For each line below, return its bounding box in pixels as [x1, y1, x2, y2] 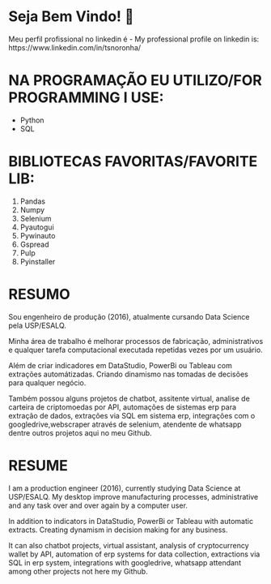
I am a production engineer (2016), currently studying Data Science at [8, 483, 241, 493]
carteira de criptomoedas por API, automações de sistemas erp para [8, 401, 237, 412]
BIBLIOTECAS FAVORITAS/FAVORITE [8, 152, 258, 171]
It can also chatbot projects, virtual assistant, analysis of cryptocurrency [8, 540, 249, 550]
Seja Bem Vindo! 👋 [8, 7, 135, 26]
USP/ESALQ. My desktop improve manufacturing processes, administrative [8, 492, 259, 501]
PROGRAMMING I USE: [8, 88, 164, 107]
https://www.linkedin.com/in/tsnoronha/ [8, 42, 142, 52]
